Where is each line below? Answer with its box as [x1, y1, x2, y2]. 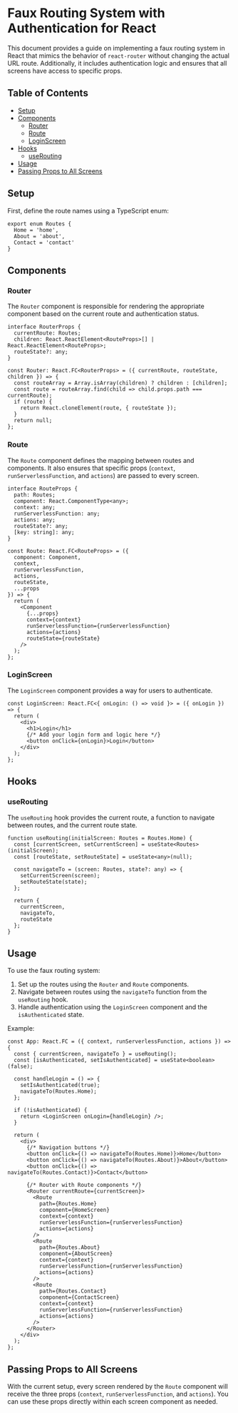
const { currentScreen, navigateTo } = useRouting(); [14, 1051, 177, 1058]
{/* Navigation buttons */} [26, 1144, 110, 1151]
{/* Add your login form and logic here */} [26, 731, 161, 738]
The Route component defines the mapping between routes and [7, 456, 195, 464]
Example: [7, 1024, 35, 1033]
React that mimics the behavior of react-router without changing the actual [7, 51, 230, 60]
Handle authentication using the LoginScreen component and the [17, 1003, 208, 1011]
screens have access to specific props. [7, 66, 123, 75]
